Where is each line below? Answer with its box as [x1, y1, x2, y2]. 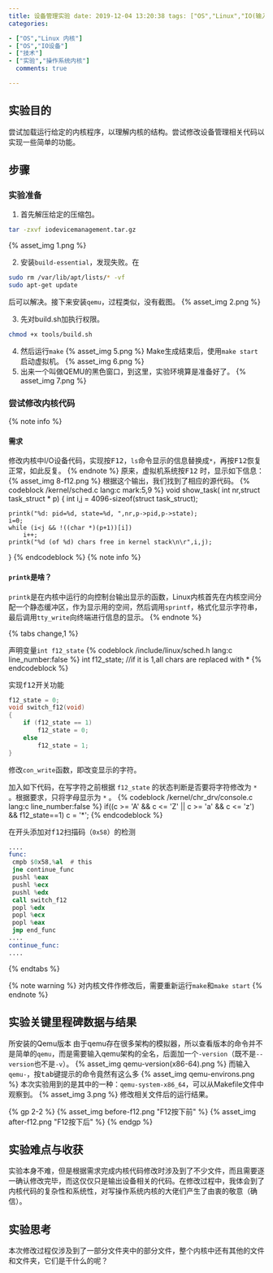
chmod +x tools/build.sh [8, 330, 93, 339]
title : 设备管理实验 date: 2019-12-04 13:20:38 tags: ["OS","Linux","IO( [8, 11, 256, 20]
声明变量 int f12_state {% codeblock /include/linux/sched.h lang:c [8, 645, 233, 655]
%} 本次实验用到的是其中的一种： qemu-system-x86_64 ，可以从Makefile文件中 [8, 1079, 264, 1089]
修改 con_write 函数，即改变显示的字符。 [8, 764, 141, 774]
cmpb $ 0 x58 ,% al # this [11, 858, 93, 867]
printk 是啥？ [8, 571, 52, 582]
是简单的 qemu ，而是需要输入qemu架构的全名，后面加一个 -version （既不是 [8, 1048, 257, 1058]
